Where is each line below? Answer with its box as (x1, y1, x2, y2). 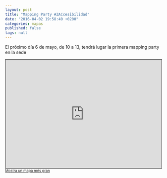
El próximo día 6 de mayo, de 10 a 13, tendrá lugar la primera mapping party (5, 44, 160, 50)
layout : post (5, 7, 32, 12)
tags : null (5, 30, 28, 35)
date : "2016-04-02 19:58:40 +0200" (5, 16, 79, 21)
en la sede (5, 49, 26, 55)
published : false (5, 26, 41, 31)
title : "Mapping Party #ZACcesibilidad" (5, 12, 90, 17)
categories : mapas (5, 21, 43, 26)
